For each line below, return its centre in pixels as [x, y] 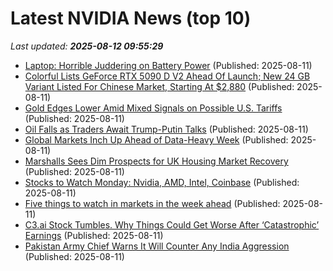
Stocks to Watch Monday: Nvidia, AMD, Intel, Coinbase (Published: [162, 182]
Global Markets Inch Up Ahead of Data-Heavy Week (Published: [156, 139]
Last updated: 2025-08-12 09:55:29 [87, 46]
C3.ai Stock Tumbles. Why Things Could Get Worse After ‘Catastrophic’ [172, 224]
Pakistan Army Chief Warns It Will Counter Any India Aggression [157, 246]
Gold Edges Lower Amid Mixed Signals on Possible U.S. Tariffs [153, 108]
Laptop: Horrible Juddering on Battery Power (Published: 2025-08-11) [168, 65]
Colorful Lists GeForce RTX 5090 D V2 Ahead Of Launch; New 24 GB [167, 76]
